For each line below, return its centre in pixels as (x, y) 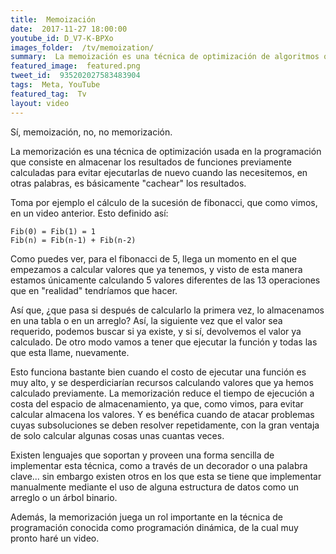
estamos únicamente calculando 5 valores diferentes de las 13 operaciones (165, 280)
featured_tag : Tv (48, 94)
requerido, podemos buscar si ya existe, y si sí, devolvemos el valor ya (156, 331)
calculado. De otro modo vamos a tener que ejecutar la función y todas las (164, 342)
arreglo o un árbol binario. (64, 497)
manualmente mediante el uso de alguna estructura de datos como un (154, 487)
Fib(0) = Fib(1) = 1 (53, 231)
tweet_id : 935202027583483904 (75, 76)
